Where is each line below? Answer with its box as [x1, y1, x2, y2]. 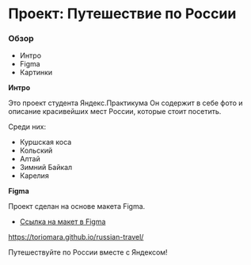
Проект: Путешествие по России [8, 5, 237, 23]
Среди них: [8, 122, 46, 131]
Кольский [19, 146, 53, 155]
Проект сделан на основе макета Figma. [8, 202, 146, 211]
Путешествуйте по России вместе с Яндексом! [8, 248, 168, 257]
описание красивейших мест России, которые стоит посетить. [8, 107, 222, 116]
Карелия [19, 171, 49, 180]
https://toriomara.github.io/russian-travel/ [8, 233, 144, 242]
